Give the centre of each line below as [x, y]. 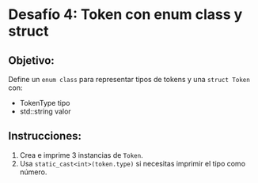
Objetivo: [32, 60]
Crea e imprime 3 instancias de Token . [82, 155]
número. [33, 172]
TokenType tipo [45, 103]
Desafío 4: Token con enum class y [125, 15]
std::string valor [45, 111]
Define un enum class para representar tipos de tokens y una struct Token [129, 79]
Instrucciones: [45, 136]
